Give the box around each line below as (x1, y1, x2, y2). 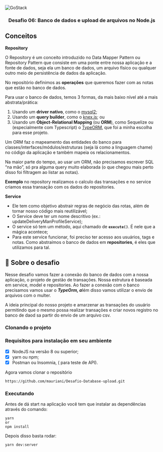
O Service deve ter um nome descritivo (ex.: (12, 213, 101, 219)
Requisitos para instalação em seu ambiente (5, 337, 112, 344)
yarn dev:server (5, 442, 38, 448)
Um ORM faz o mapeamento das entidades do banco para (5, 139, 122, 145)
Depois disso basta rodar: (5, 433, 57, 439)
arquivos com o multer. (5, 292, 51, 298)
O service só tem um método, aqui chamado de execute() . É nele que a (12, 223, 156, 229)
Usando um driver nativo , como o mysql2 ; (12, 108, 97, 114)
